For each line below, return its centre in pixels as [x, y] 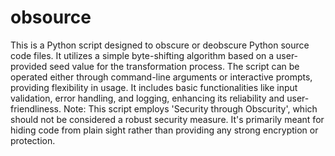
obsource [51, 17]
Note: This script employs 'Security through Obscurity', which [190, 108]
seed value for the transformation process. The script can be [174, 66]
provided [29, 66]
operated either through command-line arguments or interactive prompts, [161, 77]
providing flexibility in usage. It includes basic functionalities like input [154, 87]
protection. [33, 140]
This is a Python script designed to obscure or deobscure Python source [160, 45]
